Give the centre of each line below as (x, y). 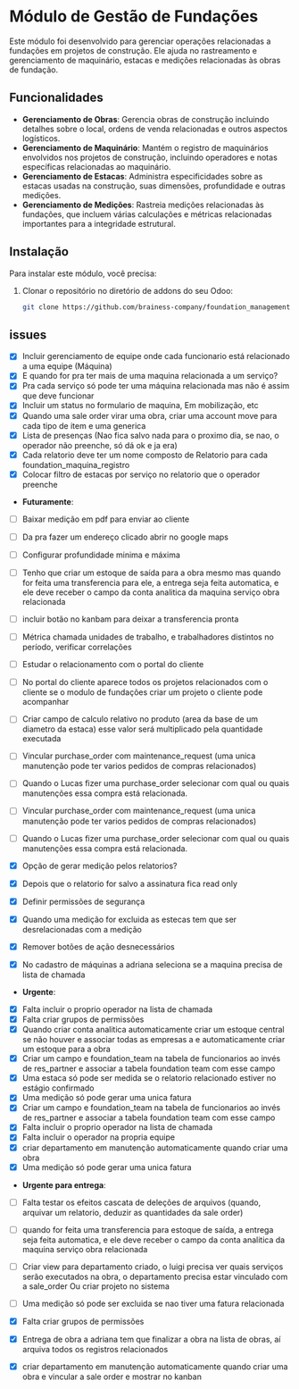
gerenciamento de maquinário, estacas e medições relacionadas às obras (145, 60)
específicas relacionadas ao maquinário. (96, 166)
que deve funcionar (58, 396)
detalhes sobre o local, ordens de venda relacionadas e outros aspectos (155, 129)
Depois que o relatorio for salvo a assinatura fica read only (130, 883)
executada (42, 739)
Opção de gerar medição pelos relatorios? (100, 866)
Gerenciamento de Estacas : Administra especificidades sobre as (142, 176)
